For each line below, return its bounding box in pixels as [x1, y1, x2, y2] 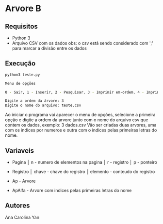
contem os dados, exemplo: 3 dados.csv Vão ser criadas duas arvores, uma [5, 122, 157, 128]
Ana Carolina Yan [5, 214, 40, 220]
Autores [5, 202, 30, 210]
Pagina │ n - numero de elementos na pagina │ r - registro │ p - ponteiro [12, 160, 158, 165]
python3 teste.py [5, 72, 40, 77]
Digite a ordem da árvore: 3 [5, 98, 64, 103]
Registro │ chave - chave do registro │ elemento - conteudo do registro [12, 169, 155, 175]
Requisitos [5, 22, 38, 31]
